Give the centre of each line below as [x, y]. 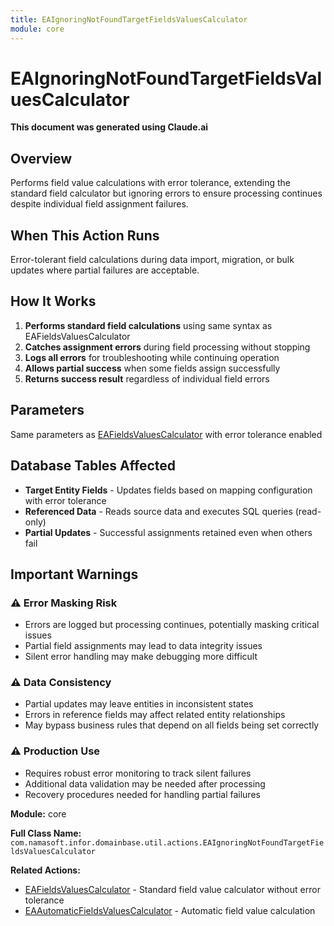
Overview [41, 158]
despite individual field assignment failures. [99, 204]
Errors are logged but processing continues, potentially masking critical [172, 625]
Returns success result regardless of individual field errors [147, 378]
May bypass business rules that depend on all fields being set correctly [172, 725]
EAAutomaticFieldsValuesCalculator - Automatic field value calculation [170, 910]
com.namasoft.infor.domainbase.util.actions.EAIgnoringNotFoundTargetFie [167, 842]
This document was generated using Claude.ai [109, 127]
